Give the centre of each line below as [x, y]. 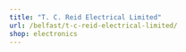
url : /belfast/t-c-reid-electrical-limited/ [93, 26]
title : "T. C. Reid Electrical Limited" [86, 17]
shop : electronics [43, 33]
